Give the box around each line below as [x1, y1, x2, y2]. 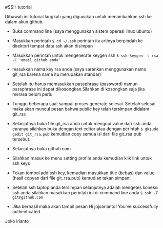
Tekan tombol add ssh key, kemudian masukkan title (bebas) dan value [12, 170, 155, 176]
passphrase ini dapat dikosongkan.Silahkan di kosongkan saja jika [12, 86, 145, 92]
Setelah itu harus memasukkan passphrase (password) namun [12, 81, 138, 87]
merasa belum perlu [12, 91, 53, 97]
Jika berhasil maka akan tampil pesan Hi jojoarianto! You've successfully [12, 204, 159, 209]
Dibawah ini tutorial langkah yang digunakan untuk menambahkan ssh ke [5, 14, 152, 19]
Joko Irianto [5, 218, 29, 224]
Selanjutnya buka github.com [12, 146, 71, 151]
